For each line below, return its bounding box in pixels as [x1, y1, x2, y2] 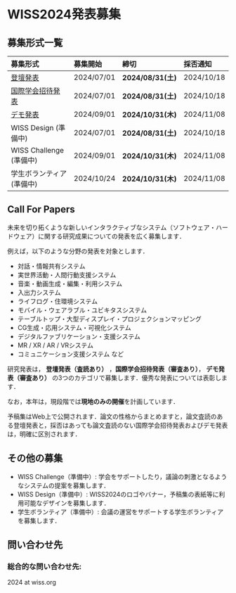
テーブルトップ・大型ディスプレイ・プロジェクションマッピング [17, 314, 202, 323]
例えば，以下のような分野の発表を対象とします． [7, 247, 149, 255]
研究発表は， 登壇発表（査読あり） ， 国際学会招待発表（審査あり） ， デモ [7, 364, 219, 373]
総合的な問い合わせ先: [7, 561, 82, 571]
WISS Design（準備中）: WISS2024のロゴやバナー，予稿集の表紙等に [17, 490, 219, 498]
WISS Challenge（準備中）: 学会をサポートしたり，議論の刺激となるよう [17, 472, 228, 480]
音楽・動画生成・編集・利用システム [17, 279, 123, 288]
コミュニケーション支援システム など [17, 350, 124, 358]
